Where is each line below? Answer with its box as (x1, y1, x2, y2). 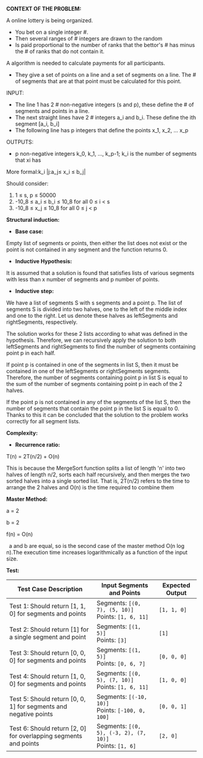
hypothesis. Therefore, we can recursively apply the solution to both (6, 336, 176, 344)
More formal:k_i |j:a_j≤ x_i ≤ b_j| (6, 169, 86, 175)
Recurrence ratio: (14, 441, 60, 448)
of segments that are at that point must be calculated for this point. (14, 78, 182, 85)
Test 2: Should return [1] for (9, 625, 89, 634)
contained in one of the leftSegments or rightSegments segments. (6, 368, 171, 374)
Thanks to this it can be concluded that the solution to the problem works (6, 411, 188, 419)
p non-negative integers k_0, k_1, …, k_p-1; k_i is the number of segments (14, 150, 197, 157)
